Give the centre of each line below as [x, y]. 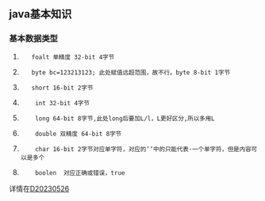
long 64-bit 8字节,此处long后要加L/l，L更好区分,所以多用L [125, 118]
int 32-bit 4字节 [63, 103]
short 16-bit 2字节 [62, 88]
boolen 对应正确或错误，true [80, 173]
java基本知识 [40, 14]
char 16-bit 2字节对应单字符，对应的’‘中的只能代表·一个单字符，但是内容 [144, 149]
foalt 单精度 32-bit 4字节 [73, 57]
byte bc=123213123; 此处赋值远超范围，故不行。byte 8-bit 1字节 [131, 72]
